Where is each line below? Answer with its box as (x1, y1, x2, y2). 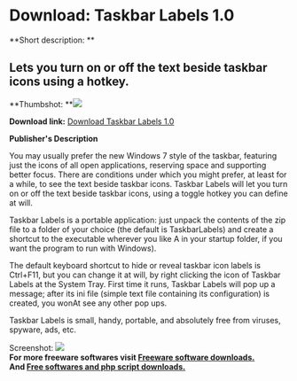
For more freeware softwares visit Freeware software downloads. (9, 352, 255, 362)
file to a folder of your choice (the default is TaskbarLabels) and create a (9, 223, 274, 235)
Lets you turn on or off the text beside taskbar (9, 60, 268, 75)
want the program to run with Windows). (9, 243, 157, 253)
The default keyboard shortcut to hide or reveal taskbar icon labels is (9, 260, 262, 270)
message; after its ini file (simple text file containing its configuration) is (9, 288, 270, 299)
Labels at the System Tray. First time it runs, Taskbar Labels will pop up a (9, 278, 276, 289)
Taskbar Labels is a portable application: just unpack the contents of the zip (9, 214, 286, 225)
